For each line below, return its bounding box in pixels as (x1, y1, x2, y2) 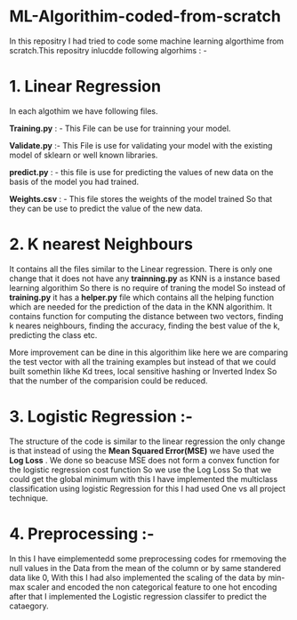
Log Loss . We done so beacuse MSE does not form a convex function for (9, 455, 280, 465)
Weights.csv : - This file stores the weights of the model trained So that (9, 193, 273, 204)
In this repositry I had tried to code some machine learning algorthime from (9, 36, 285, 46)
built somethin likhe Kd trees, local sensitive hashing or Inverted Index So (9, 366, 277, 376)
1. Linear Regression (9, 76, 162, 97)
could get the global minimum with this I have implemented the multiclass (9, 473, 278, 484)
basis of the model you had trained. (9, 176, 140, 187)
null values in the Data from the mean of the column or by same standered (9, 562, 282, 573)
